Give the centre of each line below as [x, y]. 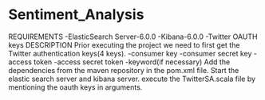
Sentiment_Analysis [76, 15]
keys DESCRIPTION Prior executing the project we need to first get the [124, 44]
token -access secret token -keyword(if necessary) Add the [132, 62]
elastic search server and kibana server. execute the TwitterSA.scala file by [132, 79]
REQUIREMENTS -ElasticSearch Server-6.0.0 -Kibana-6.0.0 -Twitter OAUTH [133, 37]
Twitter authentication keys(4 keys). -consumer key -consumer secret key [130, 53]
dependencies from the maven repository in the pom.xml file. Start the [124, 70]
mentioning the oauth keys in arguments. [75, 87]
